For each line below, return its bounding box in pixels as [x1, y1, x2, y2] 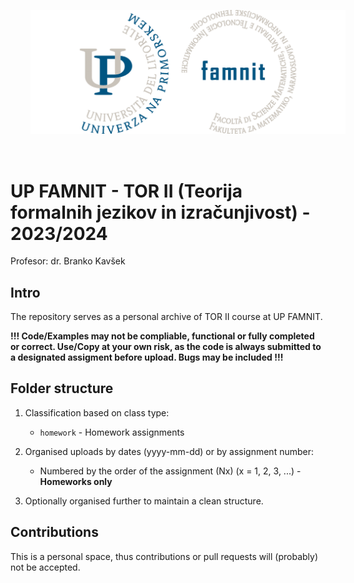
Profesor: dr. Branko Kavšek [10, 255, 126, 267]
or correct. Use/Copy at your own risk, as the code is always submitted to [10, 341, 322, 353]
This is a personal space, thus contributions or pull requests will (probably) [10, 550, 319, 562]
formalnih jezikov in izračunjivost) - [10, 201, 311, 224]
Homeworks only [39, 475, 113, 487]
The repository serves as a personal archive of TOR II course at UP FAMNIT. [10, 311, 323, 323]
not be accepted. [10, 561, 81, 573]
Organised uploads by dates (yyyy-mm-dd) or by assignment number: [24, 445, 314, 457]
